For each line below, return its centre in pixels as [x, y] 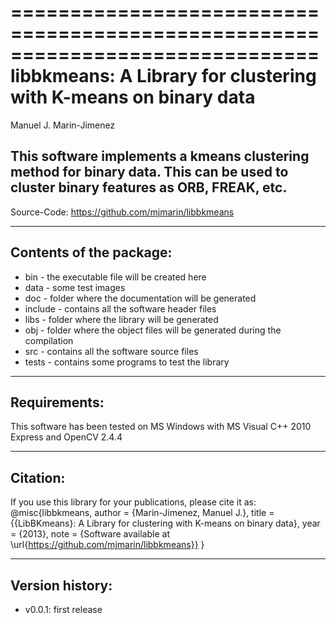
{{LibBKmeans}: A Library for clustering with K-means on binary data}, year [165, 523]
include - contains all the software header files [120, 308]
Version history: [61, 585]
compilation [49, 340]
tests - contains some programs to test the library [127, 362]
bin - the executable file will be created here [115, 277]
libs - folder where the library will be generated [121, 319]
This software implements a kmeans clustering [160, 156]
